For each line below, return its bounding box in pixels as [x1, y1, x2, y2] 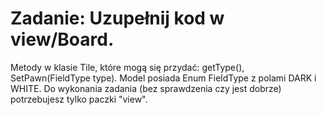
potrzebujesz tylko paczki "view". [10, 93, 148, 105]
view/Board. [10, 28, 115, 51]
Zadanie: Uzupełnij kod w [10, 7, 225, 30]
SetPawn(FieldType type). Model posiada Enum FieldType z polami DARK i [10, 72, 317, 84]
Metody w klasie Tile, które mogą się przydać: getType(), [10, 61, 245, 73]
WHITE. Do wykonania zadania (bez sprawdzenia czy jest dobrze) [10, 82, 282, 94]
